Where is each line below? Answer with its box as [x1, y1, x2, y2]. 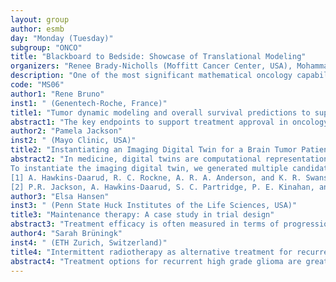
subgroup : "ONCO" [10, 42, 83, 53]
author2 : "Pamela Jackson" [10, 126, 123, 136]
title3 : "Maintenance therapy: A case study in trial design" [10, 210, 275, 220]
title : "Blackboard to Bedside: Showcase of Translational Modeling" [10, 52, 307, 62]
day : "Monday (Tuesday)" [10, 33, 114, 43]
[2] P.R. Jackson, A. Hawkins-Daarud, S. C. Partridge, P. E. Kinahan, [10, 182, 315, 192]
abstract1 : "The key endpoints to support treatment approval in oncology [10, 117, 329, 127]
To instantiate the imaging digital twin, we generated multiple [10, 163, 288, 173]
